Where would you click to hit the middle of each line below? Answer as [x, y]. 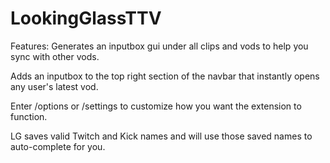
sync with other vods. [55, 56]
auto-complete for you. [58, 146]
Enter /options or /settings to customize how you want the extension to [156, 106]
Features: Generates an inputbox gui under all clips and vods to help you [159, 46]
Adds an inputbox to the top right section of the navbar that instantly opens [165, 76]
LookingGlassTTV [86, 18]
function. [29, 116]
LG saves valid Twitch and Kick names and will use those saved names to [161, 136]
